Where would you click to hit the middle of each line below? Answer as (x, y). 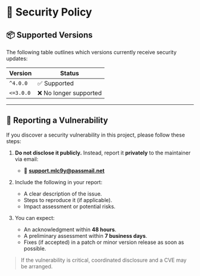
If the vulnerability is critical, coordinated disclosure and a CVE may (104, 260)
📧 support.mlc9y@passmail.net (64, 170)
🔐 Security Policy (49, 12)
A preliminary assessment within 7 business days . (85, 235)
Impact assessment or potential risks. (70, 206)
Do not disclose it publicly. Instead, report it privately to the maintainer (103, 153)
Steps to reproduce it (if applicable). (68, 200)
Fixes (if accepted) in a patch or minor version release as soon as (104, 242)
